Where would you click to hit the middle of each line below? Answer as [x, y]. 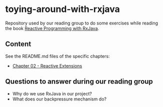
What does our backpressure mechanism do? [59, 99]
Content [18, 44]
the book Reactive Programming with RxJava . [52, 28]
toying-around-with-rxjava [63, 9]
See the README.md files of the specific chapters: [58, 56]
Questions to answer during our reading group [79, 82]
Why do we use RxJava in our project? [52, 93]
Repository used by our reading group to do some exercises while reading [82, 23]
